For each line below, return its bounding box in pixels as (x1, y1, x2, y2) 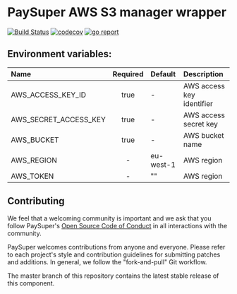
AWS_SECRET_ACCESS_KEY (11, 114, 106, 124)
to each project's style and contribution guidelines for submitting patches (7, 250, 221, 259)
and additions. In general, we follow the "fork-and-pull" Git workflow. (7, 257, 207, 266)
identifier (183, 98, 213, 108)
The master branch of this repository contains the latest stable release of (7, 271, 219, 280)
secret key (183, 119, 219, 129)
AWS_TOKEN (11, 171, 54, 181)
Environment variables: (7, 48, 112, 60)
